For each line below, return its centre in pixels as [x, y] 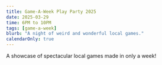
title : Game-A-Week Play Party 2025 [51, 12]
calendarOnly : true [30, 39]
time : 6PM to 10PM [29, 22]
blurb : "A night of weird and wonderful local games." [75, 34]
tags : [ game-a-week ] [32, 28]
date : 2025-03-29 [27, 17]
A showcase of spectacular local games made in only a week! [81, 56]
